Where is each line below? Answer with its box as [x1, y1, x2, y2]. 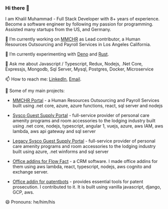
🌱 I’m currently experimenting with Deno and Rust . [5, 51, 109, 57]
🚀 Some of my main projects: [5, 87, 65, 94]
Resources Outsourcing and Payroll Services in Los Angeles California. [5, 41, 151, 47]
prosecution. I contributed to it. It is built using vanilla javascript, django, [12, 184, 161, 190]
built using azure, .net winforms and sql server [12, 148, 109, 154]
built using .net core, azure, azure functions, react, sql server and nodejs [12, 102, 163, 109]
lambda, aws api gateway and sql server [12, 128, 96, 134]
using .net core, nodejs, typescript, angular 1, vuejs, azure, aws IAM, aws [12, 123, 163, 129]
